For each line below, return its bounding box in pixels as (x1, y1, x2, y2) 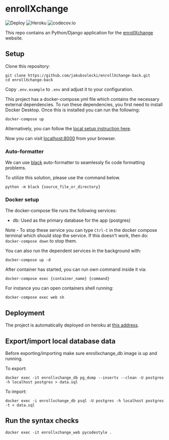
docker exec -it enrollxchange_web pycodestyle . (5, 430, 112, 435)
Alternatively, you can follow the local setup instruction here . (5, 125, 132, 132)
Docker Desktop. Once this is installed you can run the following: (5, 107, 140, 113)
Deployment (5, 308, 45, 317)
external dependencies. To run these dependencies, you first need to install (5, 101, 163, 107)
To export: (5, 365, 27, 371)
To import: (5, 388, 27, 394)
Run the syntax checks (5, 416, 79, 425)
